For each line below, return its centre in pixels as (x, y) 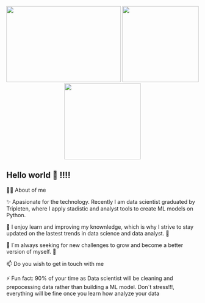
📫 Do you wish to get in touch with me (55, 263)
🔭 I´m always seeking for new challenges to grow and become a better (95, 245)
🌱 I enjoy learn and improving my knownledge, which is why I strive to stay (100, 227)
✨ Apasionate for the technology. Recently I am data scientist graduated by (101, 201)
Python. (16, 215)
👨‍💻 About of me (26, 190)
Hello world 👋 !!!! (38, 176)
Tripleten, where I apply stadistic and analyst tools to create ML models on (100, 208)
